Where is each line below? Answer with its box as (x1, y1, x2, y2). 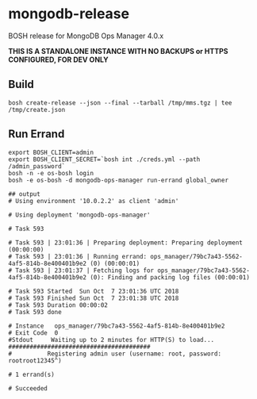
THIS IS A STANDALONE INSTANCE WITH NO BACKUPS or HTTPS (8, 46, 228, 56)
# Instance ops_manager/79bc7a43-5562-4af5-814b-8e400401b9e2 (8, 322, 225, 330)
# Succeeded (8, 384, 48, 393)
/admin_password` (8, 162, 66, 171)
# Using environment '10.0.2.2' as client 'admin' (8, 197, 179, 205)
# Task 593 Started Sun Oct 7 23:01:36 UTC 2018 (8, 287, 179, 295)
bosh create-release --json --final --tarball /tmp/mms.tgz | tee (8, 98, 232, 107)
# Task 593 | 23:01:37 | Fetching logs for (8, 267, 155, 274)
